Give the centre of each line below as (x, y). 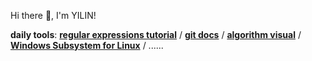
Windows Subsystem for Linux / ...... (87, 45)
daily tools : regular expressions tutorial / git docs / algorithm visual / (156, 34)
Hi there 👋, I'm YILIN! (53, 15)
